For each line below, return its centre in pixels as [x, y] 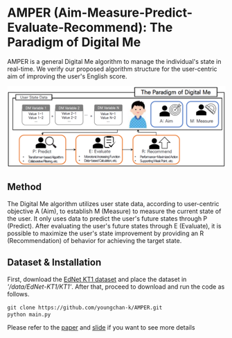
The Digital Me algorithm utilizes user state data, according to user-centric [113, 203]
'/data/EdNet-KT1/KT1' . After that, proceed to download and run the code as [116, 287]
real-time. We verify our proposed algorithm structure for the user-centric [112, 69]
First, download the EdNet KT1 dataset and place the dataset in [97, 279]
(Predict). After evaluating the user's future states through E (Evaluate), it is [114, 226]
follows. [18, 294]
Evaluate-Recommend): [77, 27]
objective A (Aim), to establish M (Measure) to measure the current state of [114, 211]
